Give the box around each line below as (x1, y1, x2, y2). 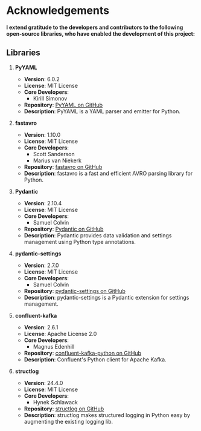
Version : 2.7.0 (24, 262, 59, 269)
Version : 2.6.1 (24, 323, 59, 331)
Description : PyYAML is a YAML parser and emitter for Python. (24, 107, 181, 115)
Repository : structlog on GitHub (24, 405, 104, 412)
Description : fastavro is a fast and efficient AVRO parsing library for (24, 169, 193, 177)
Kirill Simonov (33, 94, 68, 102)
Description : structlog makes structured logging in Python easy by (24, 411, 190, 418)
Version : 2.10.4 (24, 199, 62, 206)
